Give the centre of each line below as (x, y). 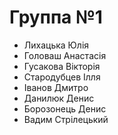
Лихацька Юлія (56, 45)
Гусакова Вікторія (62, 66)
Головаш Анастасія (65, 55)
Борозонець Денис (65, 108)
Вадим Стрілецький (66, 119)
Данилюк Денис (59, 98)
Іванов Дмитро (56, 87)
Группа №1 (56, 17)
